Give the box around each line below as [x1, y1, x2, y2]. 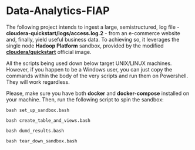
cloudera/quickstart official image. [6, 48, 92, 55]
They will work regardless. [6, 78, 70, 86]
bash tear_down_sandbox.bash [6, 138, 78, 144]
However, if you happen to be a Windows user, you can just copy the [6, 66, 173, 73]
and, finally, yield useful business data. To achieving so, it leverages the [6, 36, 180, 43]
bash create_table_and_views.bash [6, 117, 91, 124]
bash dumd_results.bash [6, 128, 65, 134]
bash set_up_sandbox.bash [6, 107, 69, 113]
